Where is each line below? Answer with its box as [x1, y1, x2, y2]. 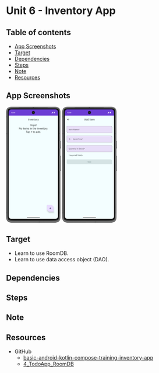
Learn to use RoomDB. [14, 250, 69, 257]
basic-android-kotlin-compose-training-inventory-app [23, 354, 154, 361]
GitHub [14, 348, 32, 355]
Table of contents [6, 27, 71, 37]
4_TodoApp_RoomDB [23, 361, 74, 368]
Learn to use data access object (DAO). [14, 256, 109, 263]
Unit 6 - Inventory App [6, 4, 116, 18]
